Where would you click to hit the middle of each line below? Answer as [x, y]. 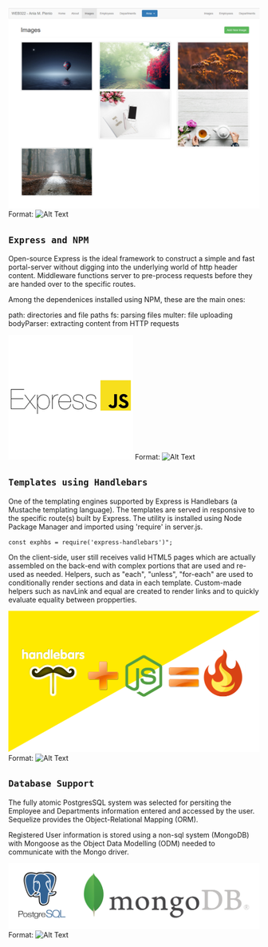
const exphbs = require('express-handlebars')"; [91, 542]
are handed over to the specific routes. [72, 284]
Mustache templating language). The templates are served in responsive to [132, 509]
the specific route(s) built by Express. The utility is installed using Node [125, 518]
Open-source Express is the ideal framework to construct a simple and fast [132, 258]
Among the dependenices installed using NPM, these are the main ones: [127, 299]
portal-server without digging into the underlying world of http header [123, 267]
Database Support [51, 784]
